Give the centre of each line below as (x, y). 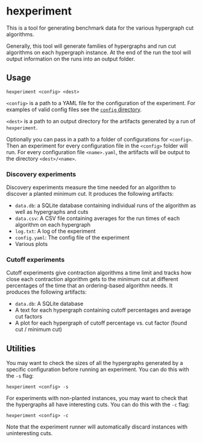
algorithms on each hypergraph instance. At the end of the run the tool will (99, 52)
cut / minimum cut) (38, 329)
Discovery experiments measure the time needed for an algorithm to (91, 187)
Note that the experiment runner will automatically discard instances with (97, 427)
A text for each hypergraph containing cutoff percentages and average (103, 310)
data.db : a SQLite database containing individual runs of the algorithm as (106, 205)
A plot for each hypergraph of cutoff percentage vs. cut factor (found (101, 323)
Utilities (21, 348)
